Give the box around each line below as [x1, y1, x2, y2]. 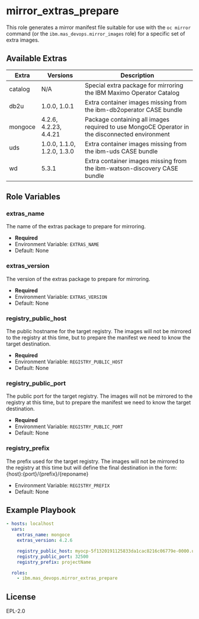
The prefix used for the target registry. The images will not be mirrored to [6, 458, 185, 465]
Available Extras [6, 53, 67, 63]
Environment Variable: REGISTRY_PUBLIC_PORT [14, 423, 123, 430]
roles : [11, 570, 28, 576]
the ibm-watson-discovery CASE [85, 164, 179, 173]
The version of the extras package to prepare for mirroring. [6, 275, 150, 282]
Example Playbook [6, 505, 76, 515]
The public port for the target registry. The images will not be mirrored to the [6, 393, 193, 400]
